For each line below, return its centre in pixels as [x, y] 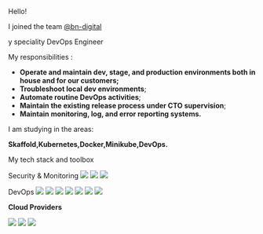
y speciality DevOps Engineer [56, 42]
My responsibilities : [40, 57]
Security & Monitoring [44, 175]
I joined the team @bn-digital [55, 26]
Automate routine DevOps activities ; [80, 97]
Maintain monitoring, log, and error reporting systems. [110, 114]
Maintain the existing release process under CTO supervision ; [122, 106]
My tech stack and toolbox [51, 159]
